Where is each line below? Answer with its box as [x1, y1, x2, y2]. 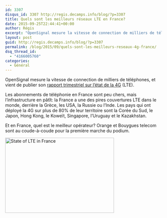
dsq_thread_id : [5, 49, 37, 54]
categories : [5, 58, 30, 63]
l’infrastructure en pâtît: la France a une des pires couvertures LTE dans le [5, 97, 157, 103]
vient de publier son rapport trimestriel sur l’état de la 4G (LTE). [5, 82, 134, 88]
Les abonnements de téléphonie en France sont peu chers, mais [5, 92, 137, 98]
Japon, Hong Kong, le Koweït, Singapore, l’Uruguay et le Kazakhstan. [5, 113, 147, 119]
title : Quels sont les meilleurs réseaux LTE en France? [5, 16, 126, 21]
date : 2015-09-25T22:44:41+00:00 [5, 21, 75, 26]
